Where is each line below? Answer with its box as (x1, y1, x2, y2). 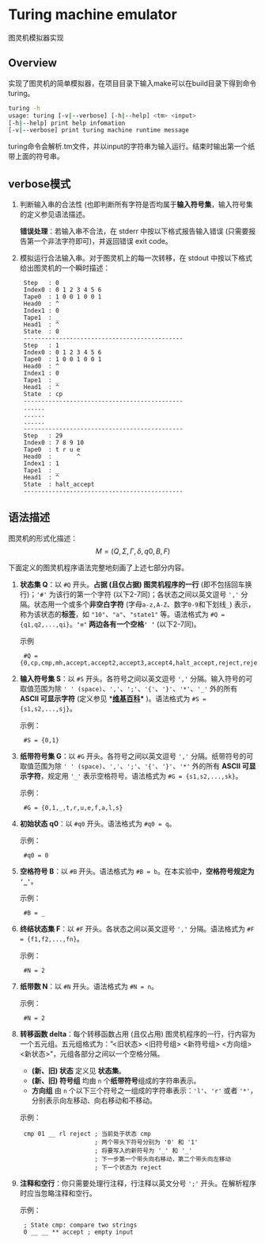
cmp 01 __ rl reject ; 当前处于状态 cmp (23, 1130, 152, 1138)
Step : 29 (23, 432, 63, 440)
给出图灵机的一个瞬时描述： (19, 264, 111, 273)
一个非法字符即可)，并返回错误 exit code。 (33, 237, 172, 246)
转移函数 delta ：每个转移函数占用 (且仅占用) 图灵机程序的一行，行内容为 (19, 1029, 256, 1038)
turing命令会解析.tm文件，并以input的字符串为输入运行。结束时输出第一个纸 (8, 141, 256, 152)
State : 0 (23, 328, 59, 336)
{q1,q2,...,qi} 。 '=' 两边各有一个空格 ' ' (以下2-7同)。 (19, 619, 202, 629)
